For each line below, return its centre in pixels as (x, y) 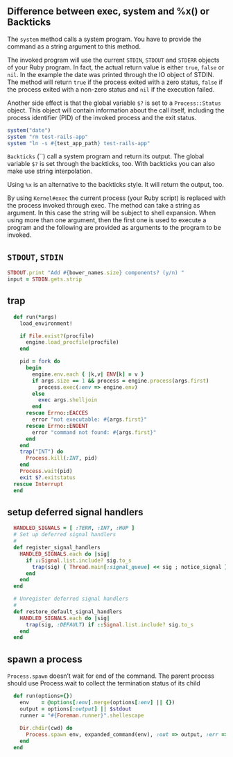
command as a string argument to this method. (74, 46)
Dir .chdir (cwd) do (46, 729)
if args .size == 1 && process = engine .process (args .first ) (121, 381)
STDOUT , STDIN (35, 257)
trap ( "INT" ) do (42, 452)
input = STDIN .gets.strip (44, 280)
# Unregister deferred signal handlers (71, 599)
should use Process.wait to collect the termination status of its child (104, 683)
